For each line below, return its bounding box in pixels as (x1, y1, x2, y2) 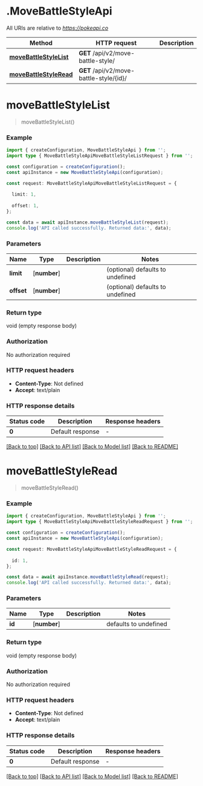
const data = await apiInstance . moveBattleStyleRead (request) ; (6, 574, 169, 580)
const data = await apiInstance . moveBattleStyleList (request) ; (6, 219, 169, 225)
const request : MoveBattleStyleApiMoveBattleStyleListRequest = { (6, 180, 177, 186)
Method (29, 38, 53, 47)
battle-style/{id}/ (78, 74, 127, 82)
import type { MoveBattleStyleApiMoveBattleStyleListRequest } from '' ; (6, 153, 193, 159)
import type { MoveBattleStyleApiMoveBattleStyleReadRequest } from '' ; (6, 519, 193, 525)
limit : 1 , (11, 192, 36, 198)
